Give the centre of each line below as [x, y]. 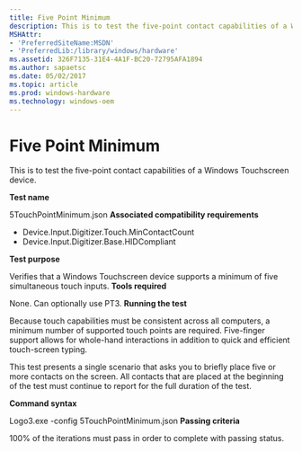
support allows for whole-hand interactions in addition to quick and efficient [150, 340]
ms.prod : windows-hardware [60, 93]
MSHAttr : [26, 34]
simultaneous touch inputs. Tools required [88, 286]
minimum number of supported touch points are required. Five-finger [137, 331]
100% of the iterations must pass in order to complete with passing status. [147, 439]
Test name [29, 198]
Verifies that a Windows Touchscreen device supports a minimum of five [144, 277]
